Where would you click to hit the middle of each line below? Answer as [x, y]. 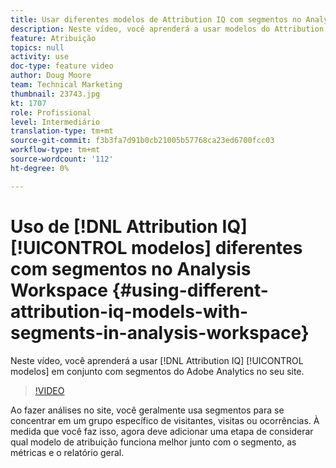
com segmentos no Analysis [131, 268]
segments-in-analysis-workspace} [160, 332]
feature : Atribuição [53, 38]
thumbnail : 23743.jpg [55, 94]
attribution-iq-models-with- [129, 311]
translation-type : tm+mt [62, 131]
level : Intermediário [55, 122]
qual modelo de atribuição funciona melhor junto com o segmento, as [153, 442]
